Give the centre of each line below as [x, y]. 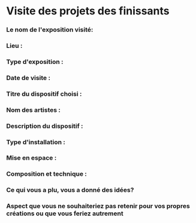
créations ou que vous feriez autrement [65, 213]
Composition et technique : [46, 174]
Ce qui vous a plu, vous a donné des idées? [70, 190]
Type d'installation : [36, 142]
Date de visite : [28, 78]
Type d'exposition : [35, 62]
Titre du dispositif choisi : [44, 94]
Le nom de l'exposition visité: [50, 30]
